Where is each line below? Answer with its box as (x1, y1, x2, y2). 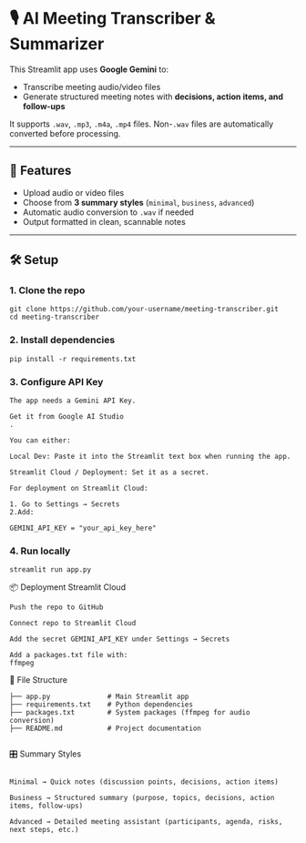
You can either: (9, 436, 71, 445)
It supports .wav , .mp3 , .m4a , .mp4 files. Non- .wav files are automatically (9, 118, 274, 129)
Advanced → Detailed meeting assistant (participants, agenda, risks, (9, 818, 283, 827)
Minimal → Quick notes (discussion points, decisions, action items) (9, 777, 280, 787)
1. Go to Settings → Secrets (9, 500, 120, 509)
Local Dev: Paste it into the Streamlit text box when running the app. (9, 452, 291, 462)
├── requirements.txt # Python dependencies (9, 700, 194, 709)
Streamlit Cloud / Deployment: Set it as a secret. (9, 468, 209, 477)
